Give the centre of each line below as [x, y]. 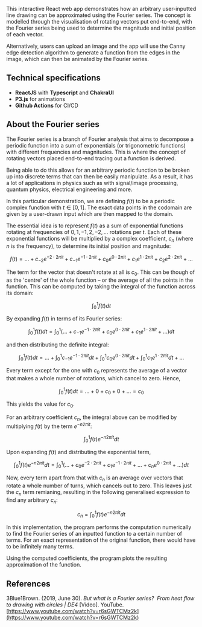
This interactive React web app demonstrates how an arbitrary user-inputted [101, 9]
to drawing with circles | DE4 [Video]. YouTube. [65, 605]
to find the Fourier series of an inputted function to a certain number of [94, 534]
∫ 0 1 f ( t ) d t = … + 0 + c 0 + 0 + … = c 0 [101, 391]
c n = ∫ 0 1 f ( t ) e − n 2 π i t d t [101, 514]
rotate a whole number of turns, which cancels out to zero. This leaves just [99, 486]
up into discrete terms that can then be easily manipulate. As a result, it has [100, 176]
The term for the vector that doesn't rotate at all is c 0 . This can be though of [100, 273]
